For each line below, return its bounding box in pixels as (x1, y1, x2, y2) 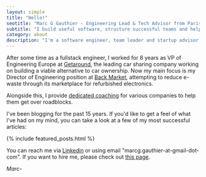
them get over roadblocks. (6, 98, 74, 106)
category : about (6, 32, 48, 38)
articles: (6, 123, 27, 130)
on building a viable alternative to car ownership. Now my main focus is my (6, 67, 196, 74)
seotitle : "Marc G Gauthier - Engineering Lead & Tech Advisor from (6, 20, 185, 26)
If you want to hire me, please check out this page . (22, 153, 150, 161)
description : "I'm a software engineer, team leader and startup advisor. (6, 37, 202, 43)
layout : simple (6, 9, 45, 15)
